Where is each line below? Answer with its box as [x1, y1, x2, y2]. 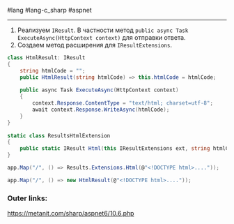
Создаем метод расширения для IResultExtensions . [17, 41, 173, 49]
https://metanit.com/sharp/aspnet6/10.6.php [7, 209, 134, 218]
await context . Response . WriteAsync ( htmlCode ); [32, 106, 170, 113]
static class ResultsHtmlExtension [7, 132, 111, 139]
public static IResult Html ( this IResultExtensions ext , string [19, 145, 210, 152]
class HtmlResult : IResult [7, 54, 86, 61]
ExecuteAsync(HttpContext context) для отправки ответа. [17, 33, 186, 41]
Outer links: [7, 193, 48, 203]
